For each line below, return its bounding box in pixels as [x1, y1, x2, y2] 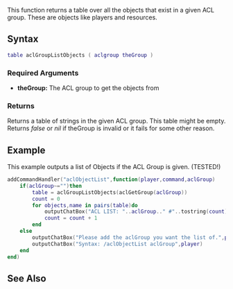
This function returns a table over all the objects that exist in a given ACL [7, 6, 215, 14]
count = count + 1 [44, 215, 98, 222]
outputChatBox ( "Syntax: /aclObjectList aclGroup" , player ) [32, 240, 203, 247]
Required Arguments [7, 68, 79, 78]
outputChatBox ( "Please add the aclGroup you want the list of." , [32, 234, 225, 241]
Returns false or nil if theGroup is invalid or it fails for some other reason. [7, 124, 215, 132]
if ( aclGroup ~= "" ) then [19, 182, 82, 189]
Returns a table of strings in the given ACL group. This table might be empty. [7, 117, 226, 125]
